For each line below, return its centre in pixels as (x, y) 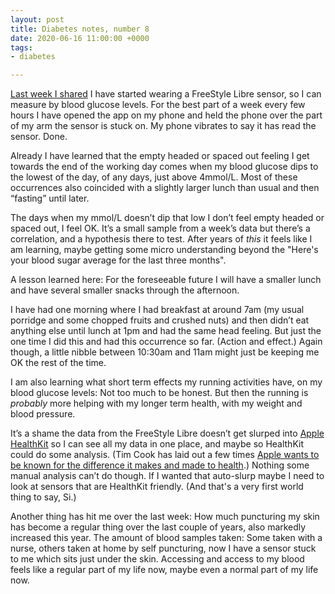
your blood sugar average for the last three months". (118, 260)
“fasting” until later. (50, 198)
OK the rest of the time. (58, 363)
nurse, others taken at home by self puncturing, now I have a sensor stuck (163, 548)
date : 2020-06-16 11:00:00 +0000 (80, 38)
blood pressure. (43, 414)
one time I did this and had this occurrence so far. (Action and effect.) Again (166, 342)
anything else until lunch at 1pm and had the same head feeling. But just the (166, 331)
